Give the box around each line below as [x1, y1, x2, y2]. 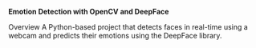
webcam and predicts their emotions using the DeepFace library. [8, 31, 222, 40]
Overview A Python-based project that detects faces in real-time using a [8, 22, 249, 31]
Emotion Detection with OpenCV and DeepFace [8, 7, 169, 16]
